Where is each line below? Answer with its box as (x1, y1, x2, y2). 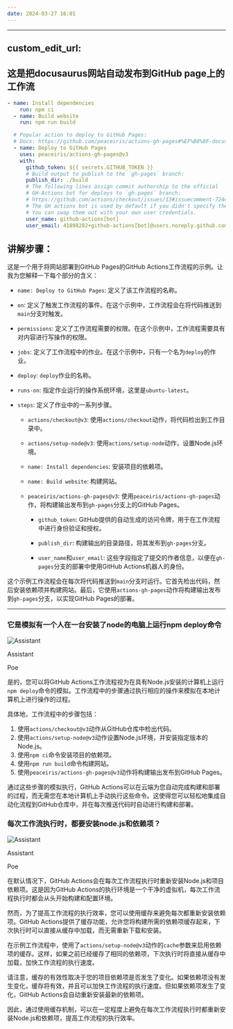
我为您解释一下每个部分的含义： (7, 272, 98, 280)
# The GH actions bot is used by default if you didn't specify (25, 202, 216, 209)
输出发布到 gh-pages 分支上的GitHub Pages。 (58, 501, 184, 509)
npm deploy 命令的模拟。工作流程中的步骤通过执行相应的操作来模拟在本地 (7, 686, 215, 695)
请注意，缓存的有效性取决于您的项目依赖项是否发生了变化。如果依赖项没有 (7, 973, 220, 981)
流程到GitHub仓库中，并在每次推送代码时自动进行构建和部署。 (19, 800, 198, 808)
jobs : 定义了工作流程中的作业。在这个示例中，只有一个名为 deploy (17, 348, 205, 356)
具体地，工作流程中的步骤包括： (7, 709, 98, 718)
